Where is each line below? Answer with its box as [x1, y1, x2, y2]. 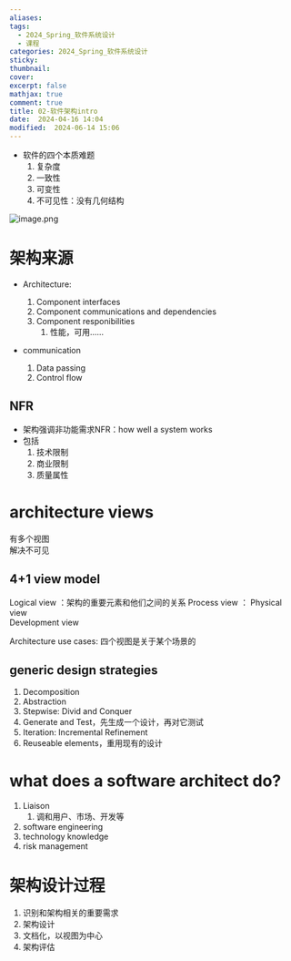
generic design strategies [9, 662, 158, 678]
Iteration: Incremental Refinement [22, 727, 148, 738]
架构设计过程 [9, 875, 106, 896]
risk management [22, 841, 88, 852]
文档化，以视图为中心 [22, 930, 103, 941]
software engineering [22, 822, 104, 833]
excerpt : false [9, 81, 67, 90]
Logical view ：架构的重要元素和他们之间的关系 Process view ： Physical [9, 597, 282, 608]
